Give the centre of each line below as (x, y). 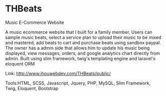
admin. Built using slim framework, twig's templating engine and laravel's (80, 58)
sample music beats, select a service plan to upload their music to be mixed (83, 37)
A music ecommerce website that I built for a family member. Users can (79, 32)
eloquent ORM (20, 64)
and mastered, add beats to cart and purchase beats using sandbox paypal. (83, 42)
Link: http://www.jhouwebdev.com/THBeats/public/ (58, 73)
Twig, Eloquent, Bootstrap (32, 88)
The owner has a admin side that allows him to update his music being (77, 48)
